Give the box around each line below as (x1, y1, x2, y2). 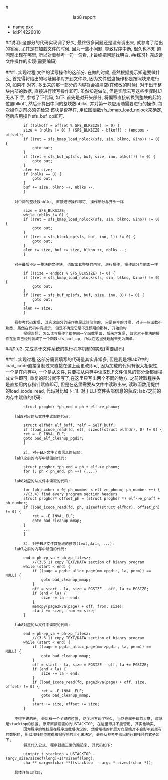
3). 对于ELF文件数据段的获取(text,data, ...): (23, 541, 114, 546)
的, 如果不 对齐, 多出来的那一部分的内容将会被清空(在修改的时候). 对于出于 (5, 82, 158, 88)
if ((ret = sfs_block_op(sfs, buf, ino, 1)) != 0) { (23, 234, 136, 239)
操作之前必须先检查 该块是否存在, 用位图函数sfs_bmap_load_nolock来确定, (9, 107, 163, 113)
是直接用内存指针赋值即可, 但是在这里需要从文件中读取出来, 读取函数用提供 (5, 381, 159, 387)
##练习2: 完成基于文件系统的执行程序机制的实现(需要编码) (5, 346, 125, 352)
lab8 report (72, 14, 96, 20)
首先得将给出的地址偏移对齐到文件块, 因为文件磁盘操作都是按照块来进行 (12, 76, 159, 81)
